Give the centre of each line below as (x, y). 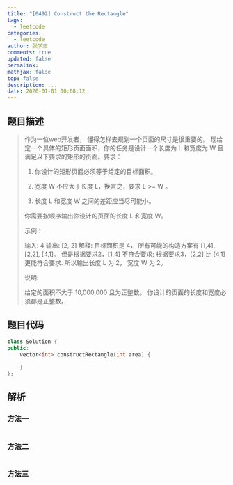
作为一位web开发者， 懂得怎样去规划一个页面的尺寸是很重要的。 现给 (123, 139)
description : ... (32, 85)
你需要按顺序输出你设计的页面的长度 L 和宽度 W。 (96, 216)
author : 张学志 (27, 46)
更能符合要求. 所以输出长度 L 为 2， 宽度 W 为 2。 (95, 262)
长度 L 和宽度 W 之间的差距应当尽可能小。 (95, 201)
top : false (23, 78)
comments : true (29, 53)
